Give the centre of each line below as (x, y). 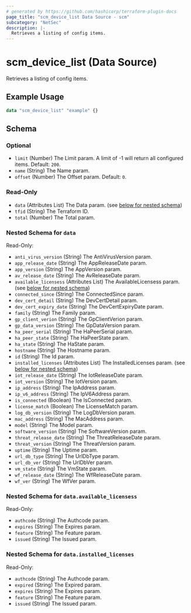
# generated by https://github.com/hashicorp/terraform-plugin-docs (91, 11)
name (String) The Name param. (52, 171)
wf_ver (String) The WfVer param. (55, 481)
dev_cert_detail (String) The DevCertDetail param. (76, 300)
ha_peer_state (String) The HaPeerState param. (72, 338)
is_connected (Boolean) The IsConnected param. (74, 400)
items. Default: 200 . (37, 164)
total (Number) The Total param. (55, 217)
